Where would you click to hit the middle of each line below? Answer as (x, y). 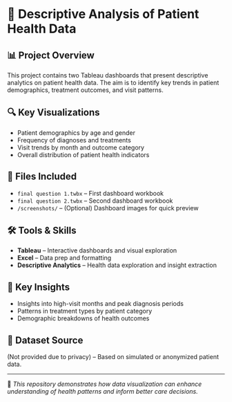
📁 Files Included (42, 177)
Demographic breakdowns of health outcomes (83, 318)
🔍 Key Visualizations (54, 112)
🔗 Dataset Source (45, 340)
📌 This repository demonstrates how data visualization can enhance (105, 384)
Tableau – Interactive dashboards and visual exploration (97, 250)
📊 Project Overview (51, 55)
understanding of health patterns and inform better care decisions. (103, 392)
